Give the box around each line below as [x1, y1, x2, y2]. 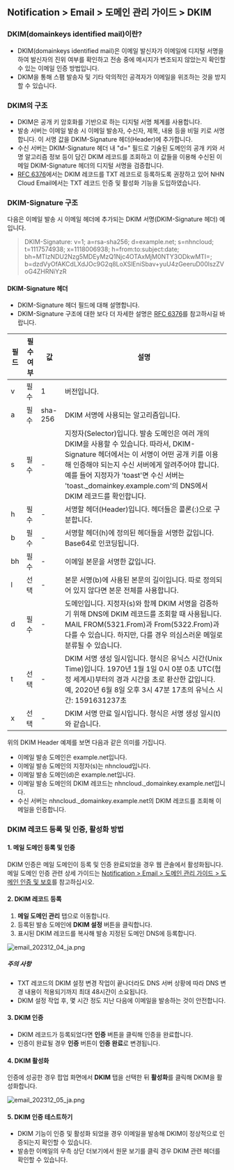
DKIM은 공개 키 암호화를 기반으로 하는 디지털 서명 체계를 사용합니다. [17, 117, 202, 126]
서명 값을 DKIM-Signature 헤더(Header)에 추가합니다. [45, 135, 193, 143]
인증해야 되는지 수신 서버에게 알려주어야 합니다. [72, 460, 219, 470]
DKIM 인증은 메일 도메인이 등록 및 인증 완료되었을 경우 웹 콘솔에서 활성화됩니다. [7, 860, 224, 869]
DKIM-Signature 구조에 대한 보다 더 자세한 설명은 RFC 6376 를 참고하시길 [17, 310, 218, 318]
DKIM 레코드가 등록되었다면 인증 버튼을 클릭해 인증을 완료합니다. [17, 1030, 194, 1038]
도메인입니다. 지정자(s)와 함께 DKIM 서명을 [65, 599, 198, 608]
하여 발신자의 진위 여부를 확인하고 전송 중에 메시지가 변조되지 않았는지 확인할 [17, 55, 226, 63]
